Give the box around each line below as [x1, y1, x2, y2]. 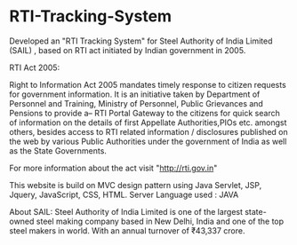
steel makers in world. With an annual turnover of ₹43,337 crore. [9, 225, 245, 236]
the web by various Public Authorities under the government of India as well [9, 136, 287, 146]
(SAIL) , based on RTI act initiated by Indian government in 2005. [9, 44, 246, 55]
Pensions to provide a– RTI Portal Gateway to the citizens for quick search [9, 107, 280, 118]
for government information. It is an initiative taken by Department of [9, 89, 261, 99]
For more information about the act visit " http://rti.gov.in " [9, 162, 218, 173]
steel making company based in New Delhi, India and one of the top [36, 216, 285, 226]
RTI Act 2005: [9, 62, 60, 73]
